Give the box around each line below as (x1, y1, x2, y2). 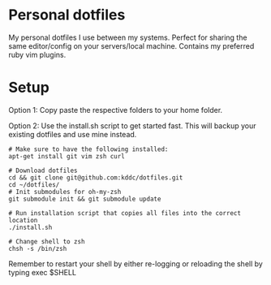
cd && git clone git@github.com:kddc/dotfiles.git (8, 173, 183, 182)
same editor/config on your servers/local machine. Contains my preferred (8, 41, 255, 50)
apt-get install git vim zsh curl (8, 152, 126, 160)
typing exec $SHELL (8, 267, 77, 277)
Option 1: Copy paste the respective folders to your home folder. (8, 105, 223, 114)
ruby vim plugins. (8, 50, 67, 59)
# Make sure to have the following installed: (8, 145, 169, 153)
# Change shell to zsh (8, 237, 85, 245)
